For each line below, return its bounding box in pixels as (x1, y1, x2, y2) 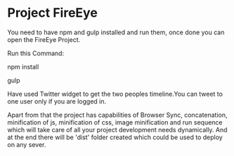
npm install (7, 62, 39, 71)
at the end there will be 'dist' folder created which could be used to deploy (7, 133, 223, 141)
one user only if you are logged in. (7, 97, 107, 106)
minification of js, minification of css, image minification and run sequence (7, 118, 223, 127)
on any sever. (7, 140, 46, 148)
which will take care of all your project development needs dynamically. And (7, 125, 228, 134)
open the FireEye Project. (7, 35, 81, 43)
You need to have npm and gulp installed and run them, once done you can (7, 28, 225, 36)
